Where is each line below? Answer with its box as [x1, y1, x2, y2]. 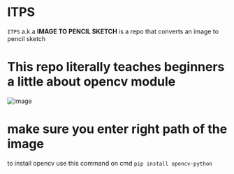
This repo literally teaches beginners [7, 59, 225, 75]
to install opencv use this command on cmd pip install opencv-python [7, 159, 213, 167]
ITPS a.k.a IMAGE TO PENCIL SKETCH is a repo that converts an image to [7, 27, 219, 35]
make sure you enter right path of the [7, 121, 228, 137]
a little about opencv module [7, 74, 176, 90]
